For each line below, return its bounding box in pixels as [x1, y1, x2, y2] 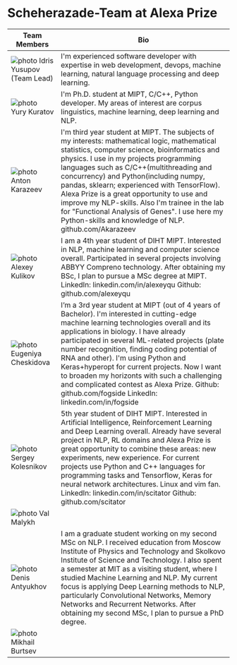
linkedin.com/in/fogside [61, 397, 139, 407]
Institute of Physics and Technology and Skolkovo [61, 546, 226, 556]
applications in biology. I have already [61, 326, 186, 336]
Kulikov [11, 270, 35, 280]
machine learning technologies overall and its [61, 318, 211, 328]
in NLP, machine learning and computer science [61, 244, 220, 254]
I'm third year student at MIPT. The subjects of [61, 127, 215, 137]
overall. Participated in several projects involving [61, 253, 221, 263]
